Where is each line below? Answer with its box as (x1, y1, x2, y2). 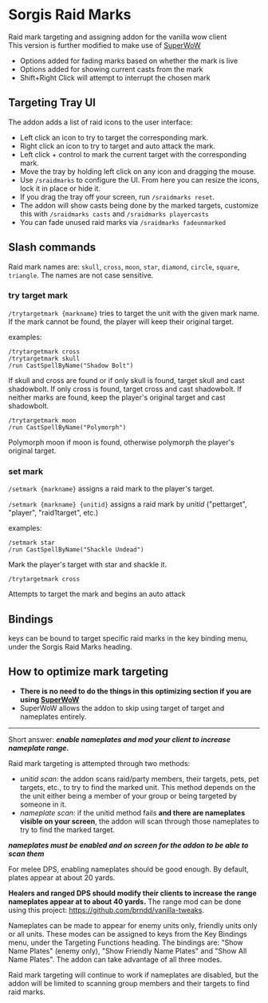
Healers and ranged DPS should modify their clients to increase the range (8, 888, 257, 898)
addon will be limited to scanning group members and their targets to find (8, 978, 250, 988)
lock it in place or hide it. (19, 184, 101, 193)
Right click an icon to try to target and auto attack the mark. (19, 141, 215, 151)
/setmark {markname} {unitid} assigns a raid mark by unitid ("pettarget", (8, 500, 247, 509)
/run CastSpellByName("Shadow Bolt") (8, 361, 134, 369)
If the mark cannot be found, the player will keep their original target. (8, 317, 234, 326)
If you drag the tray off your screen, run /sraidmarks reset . (19, 192, 215, 201)
